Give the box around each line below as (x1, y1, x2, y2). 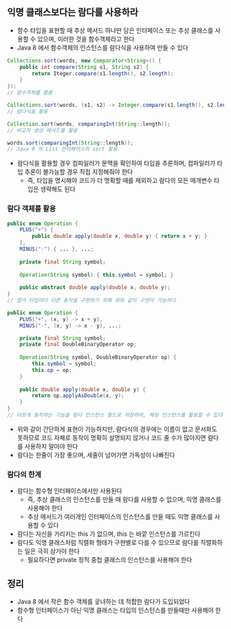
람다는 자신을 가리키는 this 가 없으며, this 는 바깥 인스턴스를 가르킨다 (16, 530, 201, 538)
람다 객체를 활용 (7, 204, 56, 214)
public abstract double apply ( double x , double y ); (19, 284, 170, 291)
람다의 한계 (7, 470, 42, 479)
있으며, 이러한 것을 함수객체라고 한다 (37, 34, 135, 43)
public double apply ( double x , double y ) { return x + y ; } (32, 233, 208, 240)
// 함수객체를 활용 (7, 89, 53, 97)
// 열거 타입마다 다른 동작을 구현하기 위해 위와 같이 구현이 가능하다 (7, 297, 177, 304)
